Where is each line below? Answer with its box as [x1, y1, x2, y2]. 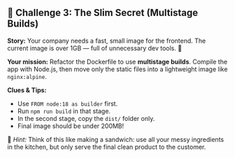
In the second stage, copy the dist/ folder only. [17, 114, 155, 122]
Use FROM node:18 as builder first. [17, 99, 118, 108]
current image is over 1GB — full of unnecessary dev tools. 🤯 [7, 43, 183, 52]
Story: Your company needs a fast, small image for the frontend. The [7, 36, 206, 45]
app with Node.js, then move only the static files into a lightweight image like [7, 64, 228, 73]
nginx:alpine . [7, 72, 47, 80]
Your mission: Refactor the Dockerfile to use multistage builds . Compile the [7, 57, 228, 66]
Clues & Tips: [7, 85, 47, 94]
